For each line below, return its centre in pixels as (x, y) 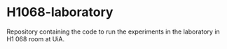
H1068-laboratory (60, 12)
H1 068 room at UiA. (36, 38)
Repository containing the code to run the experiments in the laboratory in (113, 31)
